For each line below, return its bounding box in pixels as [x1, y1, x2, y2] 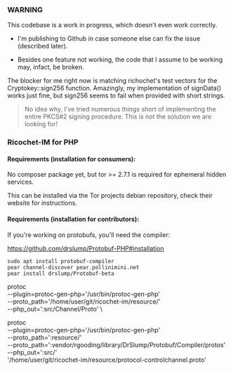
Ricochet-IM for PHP [7, 137, 79, 147]
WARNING [7, 5, 44, 15]
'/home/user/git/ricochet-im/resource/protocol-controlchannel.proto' [7, 356, 207, 364]
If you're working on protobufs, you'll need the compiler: [7, 230, 171, 239]
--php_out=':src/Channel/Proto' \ [7, 304, 103, 313]
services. [7, 177, 34, 187]
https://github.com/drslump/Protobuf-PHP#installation [7, 244, 165, 252]
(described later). [17, 42, 68, 50]
